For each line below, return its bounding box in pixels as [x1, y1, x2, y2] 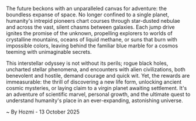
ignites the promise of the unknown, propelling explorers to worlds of [6, 30, 173, 37]
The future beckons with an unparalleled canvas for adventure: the [6, 5, 167, 12]
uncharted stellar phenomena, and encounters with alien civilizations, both [6, 66, 186, 72]
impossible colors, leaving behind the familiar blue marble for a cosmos [6, 42, 178, 49]
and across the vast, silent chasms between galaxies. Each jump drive [6, 23, 176, 30]
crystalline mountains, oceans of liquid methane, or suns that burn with [6, 36, 177, 43]
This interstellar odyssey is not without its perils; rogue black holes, [6, 60, 169, 67]
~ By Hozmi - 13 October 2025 [6, 108, 80, 115]
